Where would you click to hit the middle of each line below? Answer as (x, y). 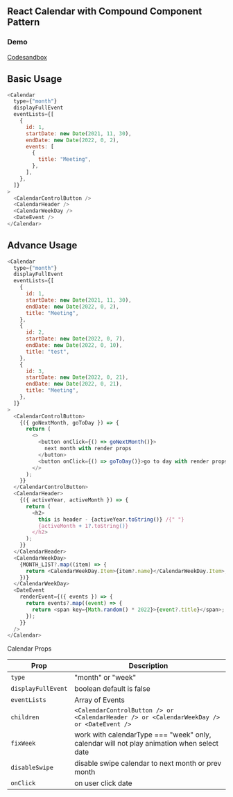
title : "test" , (48, 352)
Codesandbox (27, 57)
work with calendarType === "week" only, (143, 735)
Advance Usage (42, 246)
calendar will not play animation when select (146, 744)
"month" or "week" (105, 678)
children (25, 718)
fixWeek (23, 744)
